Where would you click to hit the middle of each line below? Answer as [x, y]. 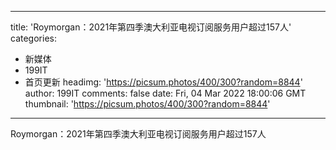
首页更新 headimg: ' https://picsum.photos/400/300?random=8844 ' [163, 82]
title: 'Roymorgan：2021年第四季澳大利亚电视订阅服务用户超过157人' [151, 27]
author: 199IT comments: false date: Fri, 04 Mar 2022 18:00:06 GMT [165, 93]
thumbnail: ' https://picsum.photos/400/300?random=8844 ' [147, 104]
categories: [33, 38]
